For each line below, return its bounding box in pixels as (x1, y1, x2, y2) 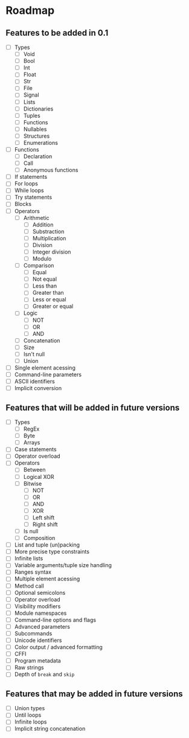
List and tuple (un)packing (14, 541, 80, 548)
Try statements (14, 194, 53, 201)
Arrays (23, 439, 40, 446)
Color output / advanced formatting (14, 644, 103, 651)
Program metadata (14, 657, 61, 664)
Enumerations (23, 139, 59, 146)
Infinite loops (14, 718, 47, 725)
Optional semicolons (14, 589, 66, 596)
